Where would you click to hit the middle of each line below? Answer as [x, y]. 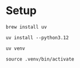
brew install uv [26, 27]
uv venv [16, 48]
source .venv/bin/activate [40, 59]
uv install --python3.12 [37, 37]
